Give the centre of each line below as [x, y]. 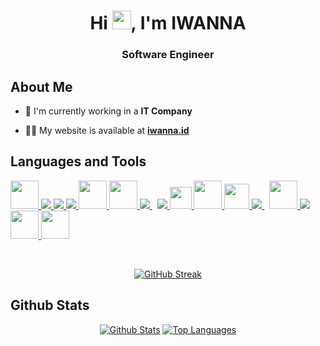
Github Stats [50, 305]
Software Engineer [168, 55]
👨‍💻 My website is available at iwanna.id [107, 130]
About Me [41, 86]
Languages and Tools [78, 161]
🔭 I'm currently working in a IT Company [108, 111]
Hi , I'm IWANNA [168, 23]
